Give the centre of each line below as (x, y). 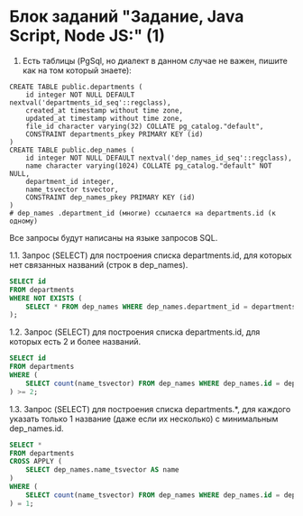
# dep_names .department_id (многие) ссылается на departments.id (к (143, 213)
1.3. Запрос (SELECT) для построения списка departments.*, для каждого (150, 409)
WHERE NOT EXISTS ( (46, 298)
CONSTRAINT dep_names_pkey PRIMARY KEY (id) (110, 197)
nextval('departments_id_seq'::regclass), (90, 102)
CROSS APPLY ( (36, 462)
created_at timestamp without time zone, (104, 110)
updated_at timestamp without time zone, (104, 118)
